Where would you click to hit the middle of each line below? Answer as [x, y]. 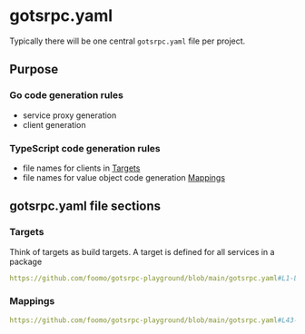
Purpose [34, 69]
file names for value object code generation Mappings [123, 177]
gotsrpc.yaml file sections [85, 206]
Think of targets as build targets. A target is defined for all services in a [142, 251]
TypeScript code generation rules [85, 148]
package [26, 261]
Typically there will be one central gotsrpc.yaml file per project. [128, 41]
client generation [54, 124]
